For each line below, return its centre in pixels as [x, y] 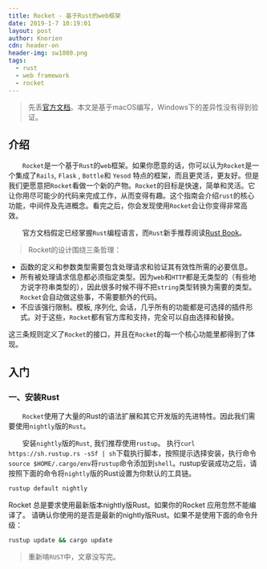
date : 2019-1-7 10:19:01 [50, 23]
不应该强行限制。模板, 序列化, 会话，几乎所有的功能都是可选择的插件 [133, 307]
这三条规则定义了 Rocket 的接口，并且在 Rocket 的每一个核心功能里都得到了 [128, 334]
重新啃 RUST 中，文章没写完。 [74, 556]
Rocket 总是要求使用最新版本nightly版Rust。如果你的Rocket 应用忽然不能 [129, 505]
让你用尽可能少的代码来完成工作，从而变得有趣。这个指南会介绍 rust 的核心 [131, 196]
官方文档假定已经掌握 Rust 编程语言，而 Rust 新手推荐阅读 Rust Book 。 [135, 233]
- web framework [42, 76]
